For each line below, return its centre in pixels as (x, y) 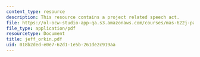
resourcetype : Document (36, 34)
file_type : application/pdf (41, 28)
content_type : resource (36, 12)
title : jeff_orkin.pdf (34, 39)
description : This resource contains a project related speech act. (93, 17)
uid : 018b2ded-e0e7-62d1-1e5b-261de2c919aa (61, 45)
